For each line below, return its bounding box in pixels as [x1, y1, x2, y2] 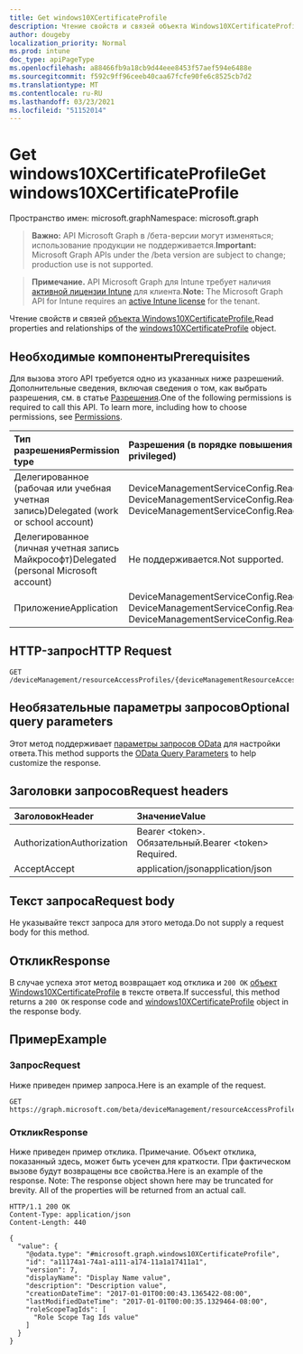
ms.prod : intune [9, 47, 70, 56]
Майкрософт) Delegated [14, 553, 117, 565]
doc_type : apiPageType [9, 55, 95, 64]
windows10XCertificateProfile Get [9, 163, 266, 184]
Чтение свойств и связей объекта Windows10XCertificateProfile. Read [9, 313, 274, 324]
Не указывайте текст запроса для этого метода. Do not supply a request [9, 918, 284, 929]
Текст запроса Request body [9, 893, 176, 909]
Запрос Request [9, 1059, 81, 1071]
